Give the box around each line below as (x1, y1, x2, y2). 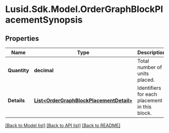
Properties (5, 34, 39, 43)
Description (137, 49, 166, 56)
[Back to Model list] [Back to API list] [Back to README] (5, 122, 121, 128)
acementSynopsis (5, 14, 83, 26)
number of (137, 64, 162, 71)
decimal (34, 67, 54, 74)
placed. (137, 76, 155, 83)
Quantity (8, 67, 29, 74)
